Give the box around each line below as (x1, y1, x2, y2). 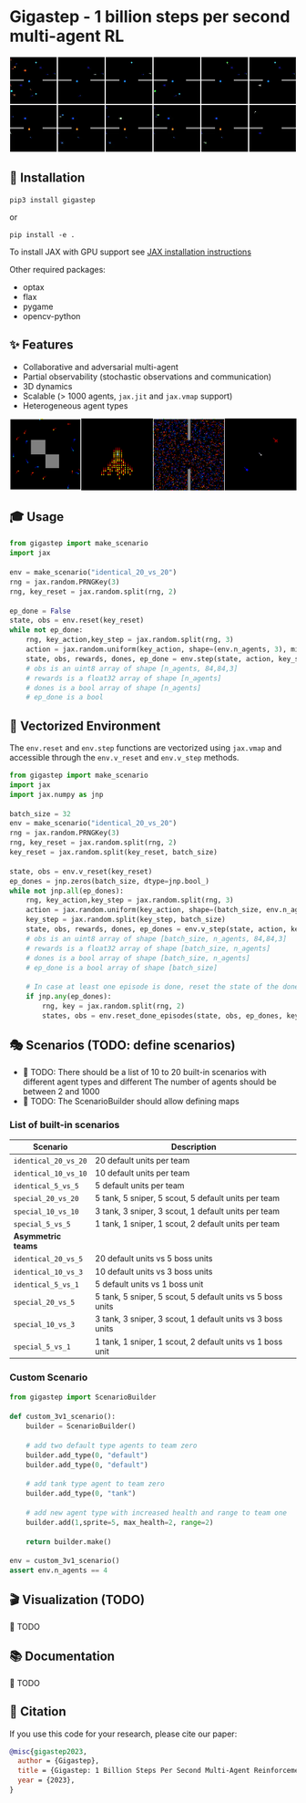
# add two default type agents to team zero (25, 1441, 198, 1450)
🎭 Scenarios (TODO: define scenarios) (9, 1038, 236, 1053)
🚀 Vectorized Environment (9, 718, 161, 733)
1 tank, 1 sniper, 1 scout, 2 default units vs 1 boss (95, 1336, 283, 1347)
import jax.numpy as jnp (9, 790, 104, 799)
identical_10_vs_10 (13, 1169, 87, 1178)
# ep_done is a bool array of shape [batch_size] (25, 963, 219, 972)
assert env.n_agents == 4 (9, 1566, 107, 1575)
